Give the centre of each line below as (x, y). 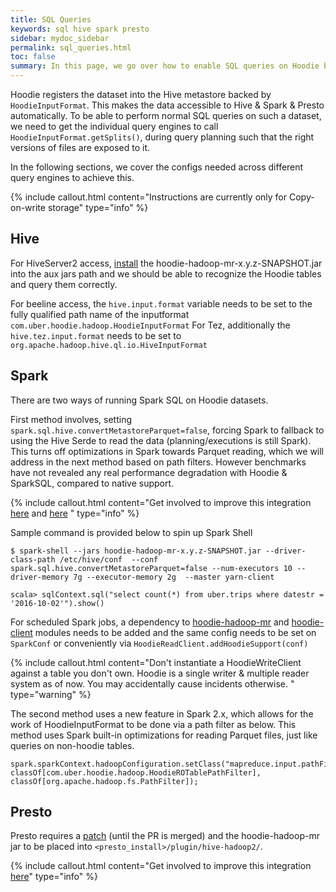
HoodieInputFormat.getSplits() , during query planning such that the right (162, 137)
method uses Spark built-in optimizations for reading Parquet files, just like (164, 735)
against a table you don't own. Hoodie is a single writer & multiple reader (160, 673)
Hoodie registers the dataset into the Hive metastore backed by (141, 94)
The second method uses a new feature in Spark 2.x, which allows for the (162, 713)
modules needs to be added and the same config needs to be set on (175, 632)
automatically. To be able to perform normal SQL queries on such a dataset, (166, 115)
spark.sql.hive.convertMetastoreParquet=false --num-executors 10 (151, 568)
